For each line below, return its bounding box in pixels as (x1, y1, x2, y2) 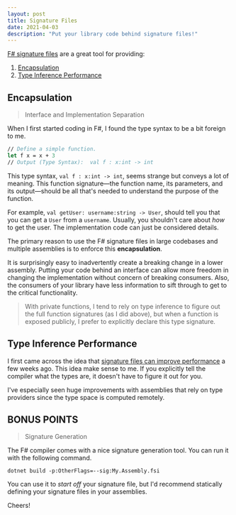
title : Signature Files (7, 17, 78, 24)
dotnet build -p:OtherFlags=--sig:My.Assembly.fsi (7, 467, 160, 475)
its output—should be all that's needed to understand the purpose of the (7, 186, 219, 195)
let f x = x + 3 (7, 152, 55, 159)
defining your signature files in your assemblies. (7, 487, 147, 496)
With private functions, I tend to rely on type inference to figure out (24, 302, 221, 310)
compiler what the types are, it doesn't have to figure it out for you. (7, 372, 203, 380)
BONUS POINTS (7, 413, 79, 425)
